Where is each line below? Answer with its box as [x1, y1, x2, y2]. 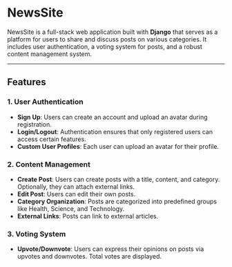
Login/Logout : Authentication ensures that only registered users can [17, 127, 213, 136]
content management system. [7, 50, 92, 58]
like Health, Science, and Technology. [17, 204, 125, 212]
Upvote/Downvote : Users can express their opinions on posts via [17, 245, 204, 253]
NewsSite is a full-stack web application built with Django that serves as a [7, 28, 218, 36]
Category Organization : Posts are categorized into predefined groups [17, 197, 217, 205]
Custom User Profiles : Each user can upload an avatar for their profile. [17, 142, 220, 150]
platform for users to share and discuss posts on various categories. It [7, 35, 207, 43]
